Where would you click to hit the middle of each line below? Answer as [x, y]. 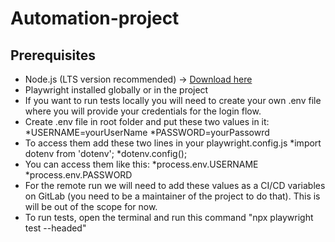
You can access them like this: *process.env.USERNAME [141, 164]
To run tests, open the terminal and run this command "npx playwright [169, 217]
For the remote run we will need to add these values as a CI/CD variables [175, 185]
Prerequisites [53, 55]
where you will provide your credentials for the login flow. [143, 111]
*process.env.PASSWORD [78, 175]
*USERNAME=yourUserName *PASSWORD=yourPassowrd [147, 132]
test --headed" [55, 228]
